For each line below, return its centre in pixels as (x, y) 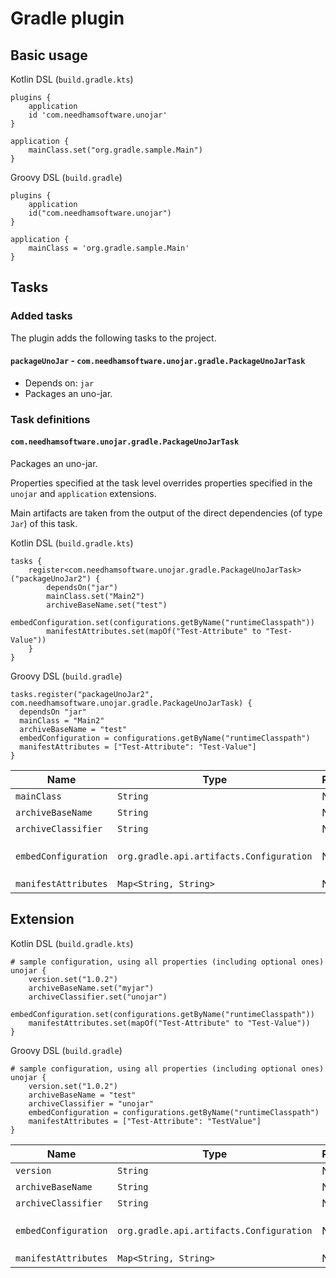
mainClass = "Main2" (62, 721)
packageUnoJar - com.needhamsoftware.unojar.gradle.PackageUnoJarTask (158, 361)
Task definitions (50, 419)
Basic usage (49, 55)
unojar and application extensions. (83, 494)
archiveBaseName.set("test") (107, 605)
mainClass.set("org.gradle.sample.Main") (115, 150)
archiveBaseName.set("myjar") (91, 988)
